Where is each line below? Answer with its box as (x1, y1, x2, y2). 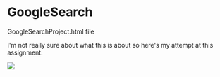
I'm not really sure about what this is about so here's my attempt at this (7, 41, 214, 49)
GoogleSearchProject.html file (7, 27, 94, 36)
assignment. (7, 48, 44, 57)
